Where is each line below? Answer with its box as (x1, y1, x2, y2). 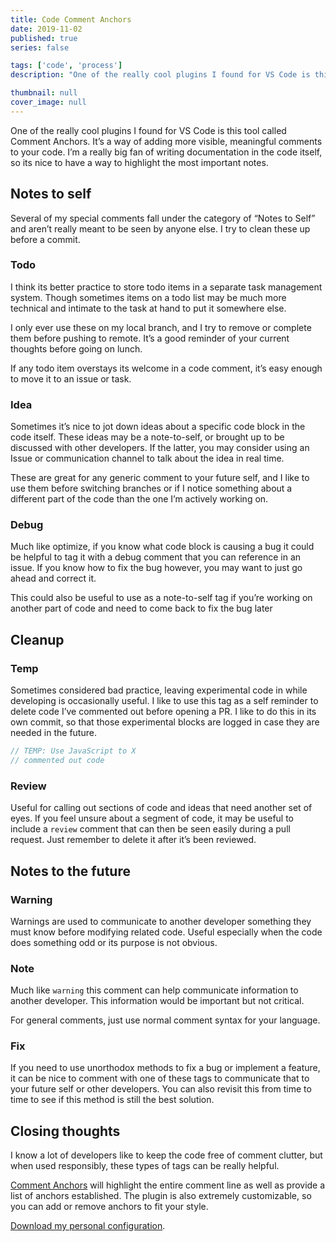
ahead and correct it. (10, 572, 97, 585)
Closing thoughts (10, 1122, 121, 1140)
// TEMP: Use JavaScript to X (10, 746, 137, 756)
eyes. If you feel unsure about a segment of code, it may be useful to (10, 812, 295, 825)
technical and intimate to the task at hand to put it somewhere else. (10, 302, 287, 314)
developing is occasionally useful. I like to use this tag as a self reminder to (10, 695, 319, 707)
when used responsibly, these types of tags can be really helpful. (10, 1160, 280, 1172)
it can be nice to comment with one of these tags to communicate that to (10, 1072, 310, 1085)
